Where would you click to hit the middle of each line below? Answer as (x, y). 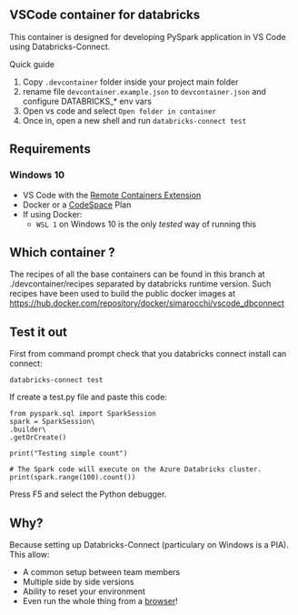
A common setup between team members (101, 571)
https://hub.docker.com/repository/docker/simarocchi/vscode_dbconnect (147, 303)
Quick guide (32, 64)
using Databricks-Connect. (60, 46)
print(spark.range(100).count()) (73, 478)
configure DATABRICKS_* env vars (87, 101)
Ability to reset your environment (84, 591)
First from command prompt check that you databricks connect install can (148, 354)
